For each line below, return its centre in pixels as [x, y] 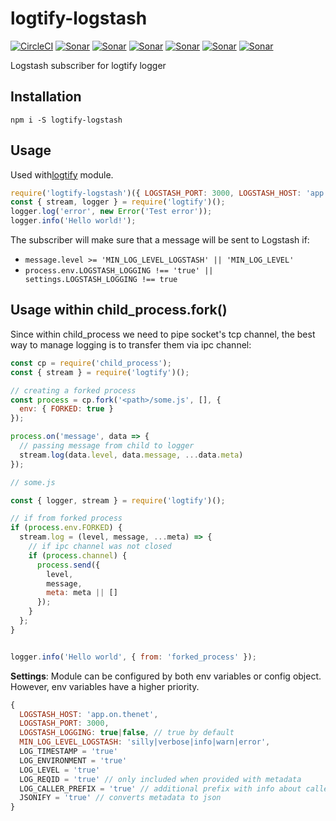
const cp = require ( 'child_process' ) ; [91, 363]
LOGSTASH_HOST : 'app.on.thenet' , [89, 714]
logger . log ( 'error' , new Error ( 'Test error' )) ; [111, 212]
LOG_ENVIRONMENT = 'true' [73, 760]
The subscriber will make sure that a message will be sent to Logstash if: [160, 240]
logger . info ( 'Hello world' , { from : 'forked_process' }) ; [133, 657]
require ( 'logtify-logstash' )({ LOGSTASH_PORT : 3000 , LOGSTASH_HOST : [156, 193]
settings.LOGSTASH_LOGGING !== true [101, 280]
